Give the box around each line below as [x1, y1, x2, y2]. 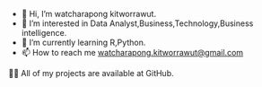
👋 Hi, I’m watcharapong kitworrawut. [21, 9, 157, 19]
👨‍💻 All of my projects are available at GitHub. [8, 68, 174, 78]
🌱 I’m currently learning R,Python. [21, 37, 146, 48]
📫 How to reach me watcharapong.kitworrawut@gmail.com [21, 48, 244, 57]
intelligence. [21, 28, 67, 38]
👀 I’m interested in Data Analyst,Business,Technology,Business [21, 18, 254, 29]
